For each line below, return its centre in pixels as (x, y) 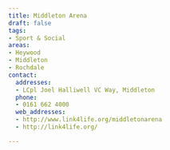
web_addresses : (41, 112)
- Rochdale (26, 68)
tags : (17, 30)
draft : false (30, 23)
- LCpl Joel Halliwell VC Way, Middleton (85, 90)
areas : (19, 45)
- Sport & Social (37, 38)
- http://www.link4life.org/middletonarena (89, 120)
